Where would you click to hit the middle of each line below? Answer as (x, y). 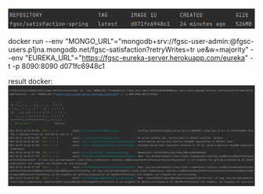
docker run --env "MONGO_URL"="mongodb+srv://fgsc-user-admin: (119, 41)
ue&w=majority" (223, 49)
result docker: (31, 81)
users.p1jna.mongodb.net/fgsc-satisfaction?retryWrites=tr (102, 49)
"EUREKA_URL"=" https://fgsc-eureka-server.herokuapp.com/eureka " (137, 57)
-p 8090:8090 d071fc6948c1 (59, 66)
